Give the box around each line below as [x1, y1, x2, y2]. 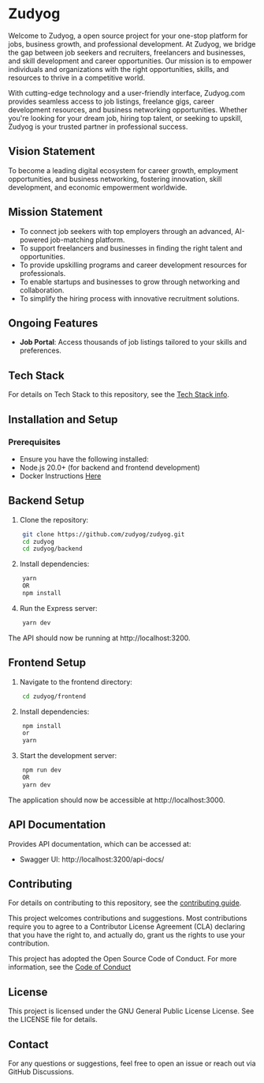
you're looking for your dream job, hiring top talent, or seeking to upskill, [8, 113, 243, 123]
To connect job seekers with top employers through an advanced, [19, 226, 234, 236]
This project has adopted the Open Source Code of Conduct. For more [8, 954, 237, 964]
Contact [8, 1037, 49, 1051]
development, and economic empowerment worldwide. [8, 183, 188, 192]
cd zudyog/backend [22, 545, 83, 553]
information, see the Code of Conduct [8, 962, 132, 972]
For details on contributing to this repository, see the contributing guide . [8, 898, 242, 908]
